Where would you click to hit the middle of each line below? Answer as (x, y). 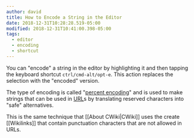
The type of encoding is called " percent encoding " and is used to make (95, 92)
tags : (13, 34)
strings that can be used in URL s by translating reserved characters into (95, 98)
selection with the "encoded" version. (53, 80)
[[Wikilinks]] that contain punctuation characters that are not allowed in (94, 123)
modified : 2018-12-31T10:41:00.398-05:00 (59, 28)
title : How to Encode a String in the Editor (64, 17)
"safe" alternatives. (30, 105)
